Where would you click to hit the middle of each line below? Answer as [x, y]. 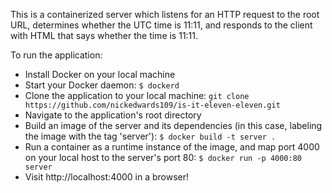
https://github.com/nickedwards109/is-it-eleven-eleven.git [152, 105]
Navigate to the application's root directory [113, 115]
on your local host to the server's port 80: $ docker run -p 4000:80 [163, 157]
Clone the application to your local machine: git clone [137, 95]
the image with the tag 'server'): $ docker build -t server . [150, 136]
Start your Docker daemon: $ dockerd [102, 85]
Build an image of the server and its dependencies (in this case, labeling [173, 125]
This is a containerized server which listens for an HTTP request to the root [165, 14]
